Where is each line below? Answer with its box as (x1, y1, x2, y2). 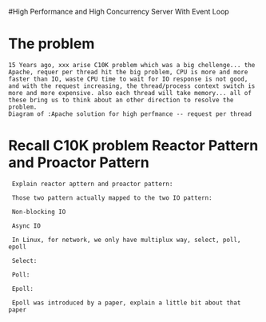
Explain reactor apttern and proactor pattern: (11, 180, 173, 188)
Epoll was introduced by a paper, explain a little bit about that (11, 299, 241, 307)
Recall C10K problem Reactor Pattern (8, 137, 259, 155)
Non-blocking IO (11, 208, 66, 216)
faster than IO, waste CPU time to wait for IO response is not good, (8, 75, 248, 83)
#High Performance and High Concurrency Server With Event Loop (8, 7, 229, 16)
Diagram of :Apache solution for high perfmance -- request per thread (8, 109, 252, 118)
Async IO (11, 221, 42, 230)
